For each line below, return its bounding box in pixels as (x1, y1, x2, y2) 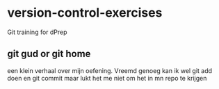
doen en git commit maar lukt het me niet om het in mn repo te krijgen (7, 74, 207, 82)
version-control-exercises (7, 5, 163, 21)
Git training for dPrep (7, 28, 67, 36)
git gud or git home (7, 48, 91, 60)
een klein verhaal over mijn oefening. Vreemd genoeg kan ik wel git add (7, 66, 213, 74)
